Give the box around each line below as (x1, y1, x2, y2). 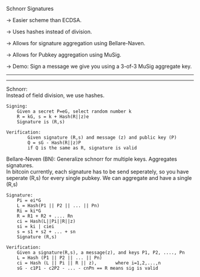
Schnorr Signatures (6, 5, 54, 12)
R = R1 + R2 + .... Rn (17, 213, 73, 219)
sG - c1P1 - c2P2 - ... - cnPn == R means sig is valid (17, 265, 159, 271)
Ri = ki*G (17, 208, 42, 214)
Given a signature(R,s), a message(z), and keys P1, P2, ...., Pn (17, 250, 185, 256)
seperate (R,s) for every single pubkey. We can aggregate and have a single (6, 175, 192, 181)
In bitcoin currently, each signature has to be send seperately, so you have (6, 168, 189, 175)
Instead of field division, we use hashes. (6, 92, 105, 99)
